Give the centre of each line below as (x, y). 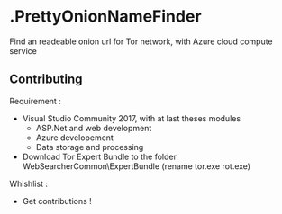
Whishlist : (28, 183)
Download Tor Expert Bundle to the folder (100, 156)
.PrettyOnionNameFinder (105, 17)
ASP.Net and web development (94, 128)
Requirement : (35, 101)
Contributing (46, 80)
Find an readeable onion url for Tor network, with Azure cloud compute (141, 41)
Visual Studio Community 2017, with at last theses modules (132, 118)
